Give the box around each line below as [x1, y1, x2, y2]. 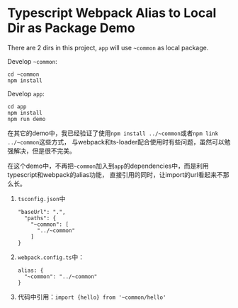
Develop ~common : [7, 57, 58, 65]
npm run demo [7, 115, 46, 122]
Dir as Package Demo [7, 20, 136, 36]
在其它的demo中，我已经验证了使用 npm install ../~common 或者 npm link [7, 129, 219, 137]
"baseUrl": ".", [17, 208, 66, 215]
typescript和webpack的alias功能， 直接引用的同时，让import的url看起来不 [7, 170, 223, 178]
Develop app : [7, 89, 45, 98]
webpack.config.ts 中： [17, 253, 85, 261]
